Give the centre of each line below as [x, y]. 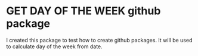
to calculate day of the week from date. [54, 46]
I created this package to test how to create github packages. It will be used [99, 40]
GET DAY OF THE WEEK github [83, 11]
